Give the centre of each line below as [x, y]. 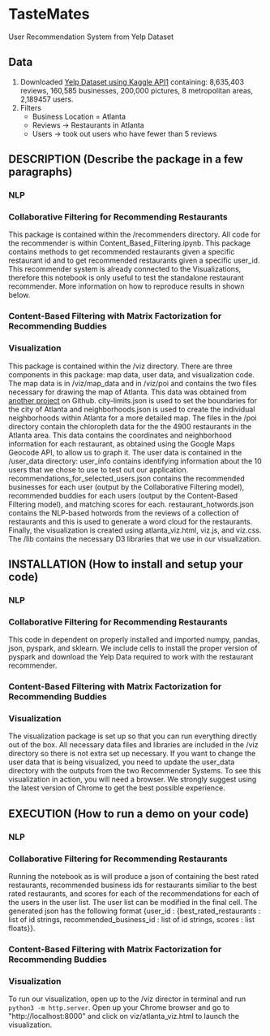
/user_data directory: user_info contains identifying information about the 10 [135, 461]
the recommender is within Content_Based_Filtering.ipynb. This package [130, 243]
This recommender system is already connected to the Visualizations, [125, 269]
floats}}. [22, 929]
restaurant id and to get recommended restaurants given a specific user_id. [134, 260]
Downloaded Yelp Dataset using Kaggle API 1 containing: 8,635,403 [132, 81]
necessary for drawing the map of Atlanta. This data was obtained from [128, 392]
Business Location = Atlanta [79, 116]
